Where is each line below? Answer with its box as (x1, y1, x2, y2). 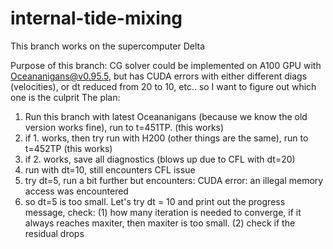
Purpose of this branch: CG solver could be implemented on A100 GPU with (10, 59, 322, 71)
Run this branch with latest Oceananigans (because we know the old (24, 110, 308, 122)
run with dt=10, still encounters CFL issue (24, 163, 196, 176)
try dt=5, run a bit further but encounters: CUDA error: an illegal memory (24, 174, 324, 186)
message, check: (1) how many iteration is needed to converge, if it (24, 206, 302, 218)
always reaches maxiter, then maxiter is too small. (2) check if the (24, 217, 296, 229)
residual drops (24, 227, 85, 239)
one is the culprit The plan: (10, 91, 121, 103)
